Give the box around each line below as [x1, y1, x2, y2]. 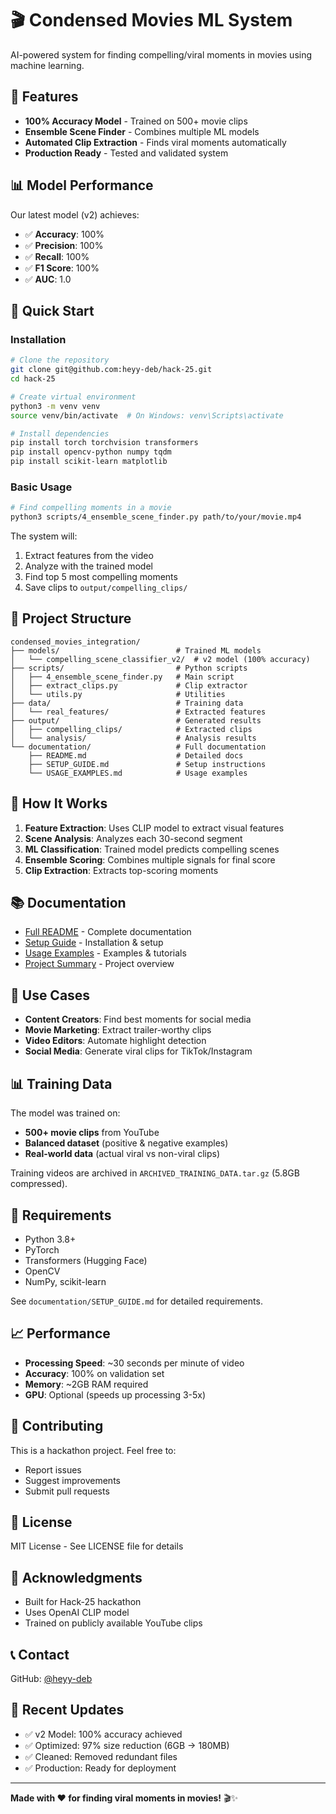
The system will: [10, 530, 78, 542]
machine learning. [10, 59, 85, 71]
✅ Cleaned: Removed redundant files [24, 1750, 178, 1762]
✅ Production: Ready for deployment [24, 1762, 177, 1774]
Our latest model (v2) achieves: [10, 208, 140, 221]
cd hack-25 [10, 374, 56, 384]
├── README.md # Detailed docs [28, 750, 244, 761]
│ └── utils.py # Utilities [10, 689, 226, 699]
